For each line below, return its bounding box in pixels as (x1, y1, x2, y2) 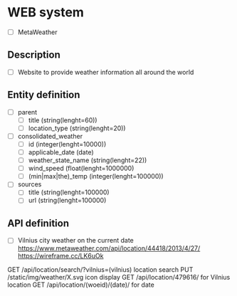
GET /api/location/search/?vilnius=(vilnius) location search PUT (7, 265, 194, 274)
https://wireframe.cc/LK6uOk (17, 252, 104, 260)
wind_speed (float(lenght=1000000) (28, 164, 135, 173)
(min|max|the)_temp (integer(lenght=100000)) (28, 172, 164, 181)
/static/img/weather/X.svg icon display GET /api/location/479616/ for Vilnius (7, 273, 231, 282)
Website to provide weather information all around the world (17, 68, 194, 76)
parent (17, 107, 38, 116)
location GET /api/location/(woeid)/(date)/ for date (7, 280, 154, 289)
